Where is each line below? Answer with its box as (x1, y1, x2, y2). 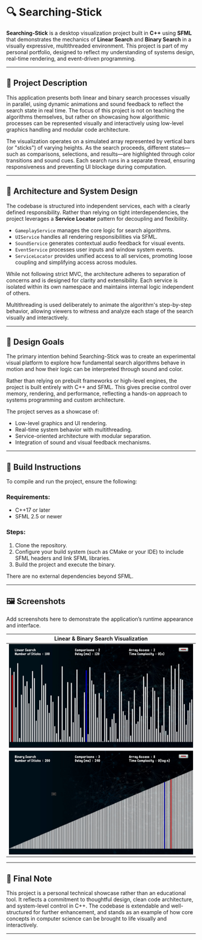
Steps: (6, 528, 26, 536)
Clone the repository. (14, 541, 67, 548)
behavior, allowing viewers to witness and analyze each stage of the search (6, 307, 194, 315)
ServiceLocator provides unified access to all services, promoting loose (14, 252, 193, 259)
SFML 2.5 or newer (14, 513, 63, 520)
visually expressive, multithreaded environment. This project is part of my (6, 42, 188, 49)
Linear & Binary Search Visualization (54, 635, 148, 642)
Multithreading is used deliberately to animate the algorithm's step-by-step (6, 301, 192, 308)
